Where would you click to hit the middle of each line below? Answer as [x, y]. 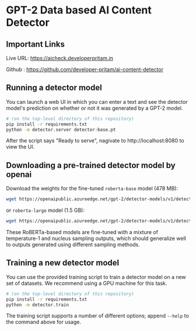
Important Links [36, 44]
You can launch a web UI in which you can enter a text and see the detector [97, 102]
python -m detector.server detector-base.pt [61, 130]
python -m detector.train [37, 305]
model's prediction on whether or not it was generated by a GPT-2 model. [94, 108]
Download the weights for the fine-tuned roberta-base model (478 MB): [92, 189]
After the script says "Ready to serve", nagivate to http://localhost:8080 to [95, 141]
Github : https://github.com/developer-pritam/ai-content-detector [85, 69]
